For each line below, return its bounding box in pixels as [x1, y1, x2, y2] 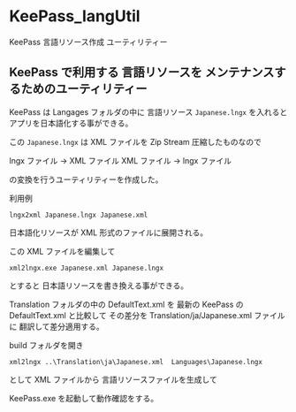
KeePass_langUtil [9, 6, 140, 27]
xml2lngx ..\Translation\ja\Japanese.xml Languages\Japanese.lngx [9, 357, 263, 366]
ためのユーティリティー [20, 81, 148, 96]
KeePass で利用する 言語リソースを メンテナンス [9, 65, 275, 80]
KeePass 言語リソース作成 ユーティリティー [9, 36, 168, 47]
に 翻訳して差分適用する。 [9, 321, 104, 332]
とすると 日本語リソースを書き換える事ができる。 [9, 280, 189, 291]
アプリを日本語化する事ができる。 [9, 118, 133, 128]
